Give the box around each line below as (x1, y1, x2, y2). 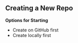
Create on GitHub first (12, 27, 59, 33)
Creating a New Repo (5, 4, 73, 12)
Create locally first (12, 32, 52, 38)
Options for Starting (5, 17, 48, 23)
